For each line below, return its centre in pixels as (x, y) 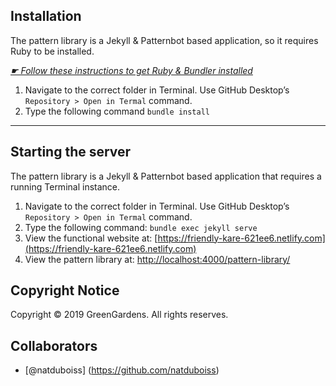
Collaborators (54, 345)
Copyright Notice (65, 290)
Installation (46, 16)
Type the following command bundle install (117, 111)
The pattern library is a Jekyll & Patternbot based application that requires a (166, 176)
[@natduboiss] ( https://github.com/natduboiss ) (122, 370)
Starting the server (71, 152)
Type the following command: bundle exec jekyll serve (141, 227)
